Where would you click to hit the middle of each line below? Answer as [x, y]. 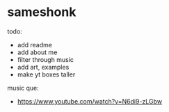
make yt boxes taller [46, 74]
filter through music [46, 59]
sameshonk [42, 12]
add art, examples [43, 67]
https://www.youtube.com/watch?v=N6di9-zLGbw [89, 101]
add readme [34, 45]
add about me [37, 52]
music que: [23, 88]
